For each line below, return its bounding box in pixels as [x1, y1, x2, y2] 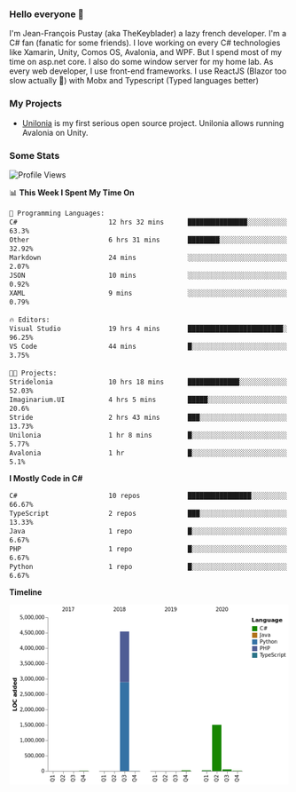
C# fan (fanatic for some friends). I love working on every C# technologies [9, 37, 281, 48]
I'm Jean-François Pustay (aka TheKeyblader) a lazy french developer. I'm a [9, 28, 287, 39]
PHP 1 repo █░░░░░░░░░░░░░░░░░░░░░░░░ [9, 544, 288, 553]
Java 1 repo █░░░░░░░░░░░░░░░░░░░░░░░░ [9, 527, 288, 535]
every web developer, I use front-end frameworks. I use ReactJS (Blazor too [9, 66, 287, 76]
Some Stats [9, 149, 60, 162]
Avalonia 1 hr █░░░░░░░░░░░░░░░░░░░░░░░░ [9, 448, 288, 457]
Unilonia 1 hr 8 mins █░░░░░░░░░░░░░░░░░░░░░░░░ [9, 431, 288, 440]
